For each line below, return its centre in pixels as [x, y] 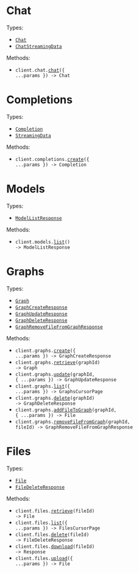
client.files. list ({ [41, 523]
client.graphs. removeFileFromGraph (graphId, [73, 422]
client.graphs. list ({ [42, 386]
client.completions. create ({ [52, 159]
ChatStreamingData [38, 47]
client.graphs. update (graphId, [55, 374]
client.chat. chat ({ [40, 70]
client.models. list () [42, 242]
